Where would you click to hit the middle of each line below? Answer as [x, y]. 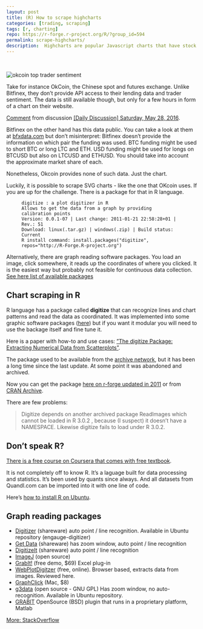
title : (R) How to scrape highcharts [54, 18]
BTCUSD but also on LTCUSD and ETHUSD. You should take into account [98, 155]
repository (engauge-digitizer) [53, 537]
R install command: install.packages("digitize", [85, 240]
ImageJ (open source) [43, 557]
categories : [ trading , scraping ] [48, 23]
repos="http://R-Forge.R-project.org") [72, 246]
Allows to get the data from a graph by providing [87, 208]
